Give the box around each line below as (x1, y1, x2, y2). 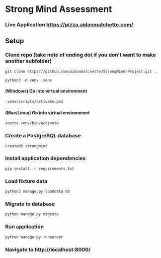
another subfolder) (5, 58, 52, 65)
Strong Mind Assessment (5, 3, 112, 15)
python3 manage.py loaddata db (5, 189, 70, 194)
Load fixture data (5, 177, 48, 184)
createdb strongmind (5, 143, 48, 149)
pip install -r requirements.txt (5, 166, 75, 171)
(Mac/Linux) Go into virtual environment (5, 109, 90, 115)
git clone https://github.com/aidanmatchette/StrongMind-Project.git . (5, 69, 157, 74)
